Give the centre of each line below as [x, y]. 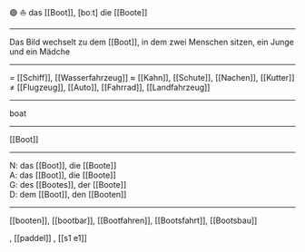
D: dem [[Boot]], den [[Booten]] [68, 194]
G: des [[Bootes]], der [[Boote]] [68, 184]
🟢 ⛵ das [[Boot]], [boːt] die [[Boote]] [79, 12]
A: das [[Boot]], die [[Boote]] [63, 175]
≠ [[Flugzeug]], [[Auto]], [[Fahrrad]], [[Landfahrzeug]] [110, 87]
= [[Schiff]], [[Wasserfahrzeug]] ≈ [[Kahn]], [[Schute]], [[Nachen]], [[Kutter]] [152, 78]
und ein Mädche [40, 52]
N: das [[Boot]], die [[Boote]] [63, 165]
